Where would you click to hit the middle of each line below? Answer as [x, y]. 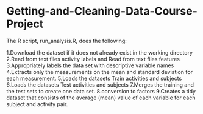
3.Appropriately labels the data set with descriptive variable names [90, 65]
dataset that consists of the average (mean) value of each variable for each [101, 98]
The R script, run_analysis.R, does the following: [66, 41]
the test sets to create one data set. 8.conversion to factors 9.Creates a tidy [101, 91]
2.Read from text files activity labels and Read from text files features [93, 59]
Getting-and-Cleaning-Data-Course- [102, 11]
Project [25, 24]
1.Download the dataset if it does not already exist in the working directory [100, 52]
